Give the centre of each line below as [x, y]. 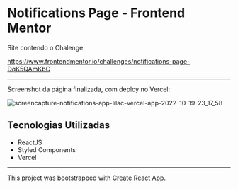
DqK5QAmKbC [29, 69]
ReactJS [30, 142]
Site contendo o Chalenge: [46, 47]
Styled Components [47, 149]
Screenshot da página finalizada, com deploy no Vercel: [89, 89]
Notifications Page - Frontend [96, 13]
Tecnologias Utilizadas [59, 125]
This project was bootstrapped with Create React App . [87, 178]
